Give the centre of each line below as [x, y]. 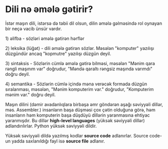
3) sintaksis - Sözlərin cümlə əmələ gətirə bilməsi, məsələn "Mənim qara [80, 63]
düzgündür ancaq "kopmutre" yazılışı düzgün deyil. [58, 54]
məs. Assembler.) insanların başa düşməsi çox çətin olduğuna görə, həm [80, 110]
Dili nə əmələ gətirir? [49, 9]
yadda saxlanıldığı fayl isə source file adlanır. [58, 141]
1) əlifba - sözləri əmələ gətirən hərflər [45, 38]
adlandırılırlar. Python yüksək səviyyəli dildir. [51, 126]
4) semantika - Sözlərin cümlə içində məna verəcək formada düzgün [76, 84]
